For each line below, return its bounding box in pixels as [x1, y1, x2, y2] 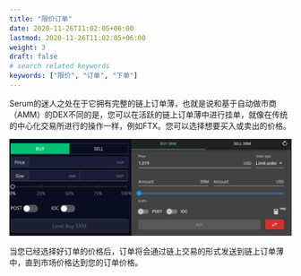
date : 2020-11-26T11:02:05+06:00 [9, 23, 134, 33]
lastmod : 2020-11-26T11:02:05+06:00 [9, 33, 146, 42]
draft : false [9, 52, 58, 62]
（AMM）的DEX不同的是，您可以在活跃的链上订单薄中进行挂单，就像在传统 [9, 108, 288, 120]
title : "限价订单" [9, 14, 73, 23]
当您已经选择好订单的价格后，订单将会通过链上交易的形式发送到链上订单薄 [9, 246, 284, 256]
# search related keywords [9, 62, 110, 71]
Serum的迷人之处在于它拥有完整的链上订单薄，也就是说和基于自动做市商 [9, 98, 277, 108]
